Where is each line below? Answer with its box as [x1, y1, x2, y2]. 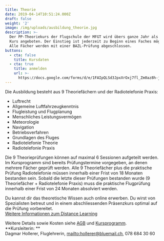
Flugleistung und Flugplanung [12, 109, 72, 114]
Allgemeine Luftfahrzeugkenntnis [12, 103, 79, 109]
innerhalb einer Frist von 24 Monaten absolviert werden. [5, 185, 118, 191]
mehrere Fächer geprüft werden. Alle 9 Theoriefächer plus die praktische [5, 165, 152, 171]
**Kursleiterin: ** [5, 225, 41, 231]
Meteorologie [12, 119, 39, 125]
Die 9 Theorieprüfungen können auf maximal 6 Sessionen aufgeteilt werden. [5, 154, 159, 160]
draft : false [5, 16, 32, 21]
